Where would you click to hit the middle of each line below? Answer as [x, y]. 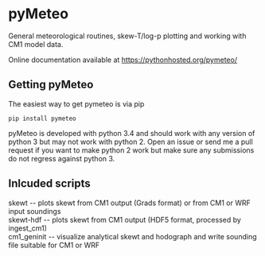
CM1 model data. [36, 44]
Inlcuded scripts [50, 184]
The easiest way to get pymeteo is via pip [76, 103]
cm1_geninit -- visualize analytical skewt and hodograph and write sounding [132, 236]
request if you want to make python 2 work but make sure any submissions [131, 150]
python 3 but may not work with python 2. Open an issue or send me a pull [131, 142]
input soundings [35, 211]
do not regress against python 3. [62, 158]
